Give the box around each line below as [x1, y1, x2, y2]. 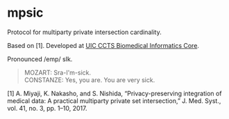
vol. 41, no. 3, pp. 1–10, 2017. [7, 104, 87, 112]
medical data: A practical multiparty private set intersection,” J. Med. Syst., [7, 96, 221, 105]
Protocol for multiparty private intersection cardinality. [7, 28, 162, 36]
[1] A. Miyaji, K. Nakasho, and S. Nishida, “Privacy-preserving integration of [7, 89, 222, 97]
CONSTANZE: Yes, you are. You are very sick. [24, 75, 155, 84]
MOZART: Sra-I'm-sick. [24, 68, 92, 77]
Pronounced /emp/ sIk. [7, 54, 73, 63]
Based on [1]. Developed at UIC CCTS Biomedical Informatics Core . [7, 41, 200, 49]
